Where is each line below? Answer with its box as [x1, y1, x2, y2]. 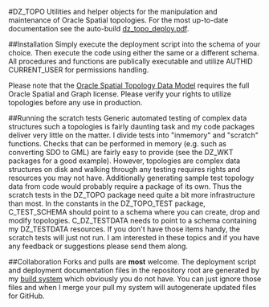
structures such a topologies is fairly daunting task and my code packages [8, 122, 255, 131]
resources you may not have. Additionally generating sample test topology [8, 173, 255, 182]
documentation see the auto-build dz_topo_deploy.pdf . [8, 24, 190, 33]
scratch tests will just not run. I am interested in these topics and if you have [8, 233, 260, 242]
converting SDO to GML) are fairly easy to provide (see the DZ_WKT [8, 148, 234, 157]
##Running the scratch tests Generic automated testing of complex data [8, 113, 247, 123]
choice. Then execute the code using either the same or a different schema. [8, 48, 259, 57]
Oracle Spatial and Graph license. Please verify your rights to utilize [8, 89, 231, 99]
